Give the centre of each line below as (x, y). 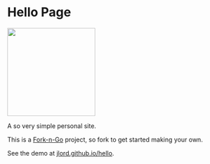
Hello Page (39, 12)
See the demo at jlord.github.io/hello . (61, 153)
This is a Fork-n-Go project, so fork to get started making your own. (105, 139)
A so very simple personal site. (52, 126)
